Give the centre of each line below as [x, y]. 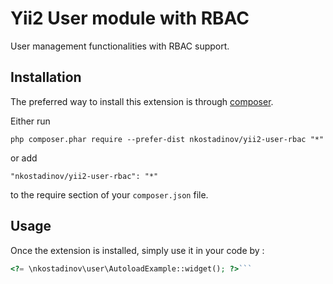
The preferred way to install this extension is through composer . [142, 101]
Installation [46, 77]
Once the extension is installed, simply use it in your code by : [137, 250]
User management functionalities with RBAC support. [120, 46]
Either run [30, 121]
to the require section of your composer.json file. [109, 194]
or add [24, 158]
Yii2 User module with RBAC [130, 18]
